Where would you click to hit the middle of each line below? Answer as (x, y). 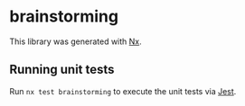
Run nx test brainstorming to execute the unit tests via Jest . (123, 91)
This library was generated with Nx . (75, 41)
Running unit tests (62, 70)
